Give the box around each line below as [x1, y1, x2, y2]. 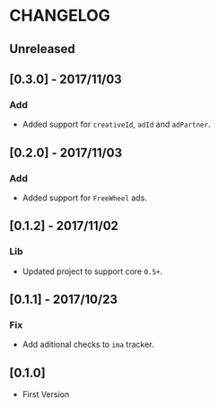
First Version [22, 389, 70, 400]
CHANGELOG [9, 5, 110, 26]
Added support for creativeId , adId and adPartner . [22, 119, 211, 130]
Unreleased [9, 41, 76, 57]
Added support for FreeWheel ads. [22, 192, 148, 203]
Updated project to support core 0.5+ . [22, 266, 163, 277]
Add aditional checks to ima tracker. [22, 339, 154, 350]
